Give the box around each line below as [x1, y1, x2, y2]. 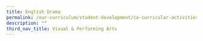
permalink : [6, 14, 34, 20]
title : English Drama [6, 8, 61, 15]
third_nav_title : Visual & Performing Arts [6, 25, 118, 32]
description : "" [6, 20, 47, 26]
